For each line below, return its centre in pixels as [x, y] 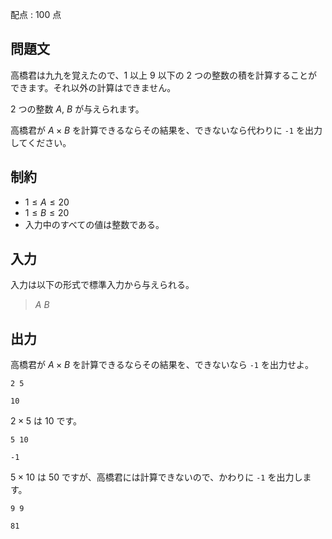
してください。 [41, 142]
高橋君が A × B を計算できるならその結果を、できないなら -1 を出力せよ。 [162, 365]
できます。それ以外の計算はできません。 [93, 87]
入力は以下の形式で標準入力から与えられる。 [102, 285]
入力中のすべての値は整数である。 [94, 224]
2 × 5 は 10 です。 [46, 421]
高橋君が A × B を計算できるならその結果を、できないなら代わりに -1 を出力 [166, 130]
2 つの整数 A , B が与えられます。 [77, 109]
